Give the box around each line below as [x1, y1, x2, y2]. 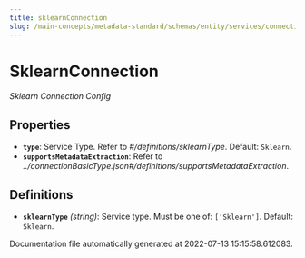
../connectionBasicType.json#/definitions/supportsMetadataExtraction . [22, 161, 289, 172]
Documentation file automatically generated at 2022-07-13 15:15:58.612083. [9, 238, 293, 250]
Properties [9, 117, 71, 133]
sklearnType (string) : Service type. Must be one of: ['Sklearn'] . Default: [22, 211, 293, 223]
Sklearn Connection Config [9, 91, 112, 102]
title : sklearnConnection [9, 13, 107, 23]
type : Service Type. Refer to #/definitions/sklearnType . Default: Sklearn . [22, 142, 292, 153]
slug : [9, 22, 30, 31]
